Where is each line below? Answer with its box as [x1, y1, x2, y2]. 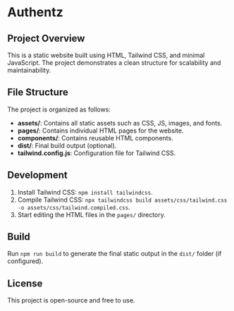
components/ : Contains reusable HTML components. [17, 133, 174, 142]
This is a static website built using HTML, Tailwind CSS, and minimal [7, 51, 205, 59]
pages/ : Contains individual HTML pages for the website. [17, 126, 184, 135]
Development [7, 169, 68, 181]
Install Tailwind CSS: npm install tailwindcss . [17, 188, 153, 196]
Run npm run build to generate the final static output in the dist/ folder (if [7, 250, 222, 258]
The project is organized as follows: [7, 105, 111, 114]
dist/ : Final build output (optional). [17, 141, 117, 150]
